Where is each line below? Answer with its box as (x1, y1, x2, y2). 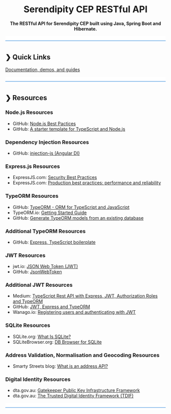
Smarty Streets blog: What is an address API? (12, 363, 108, 369)
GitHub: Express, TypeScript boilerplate (12, 239, 96, 245)
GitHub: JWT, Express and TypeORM (12, 304, 91, 310)
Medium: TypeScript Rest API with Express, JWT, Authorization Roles (12, 293, 158, 299)
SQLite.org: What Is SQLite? (12, 333, 71, 339)
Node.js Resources (5, 109, 53, 116)
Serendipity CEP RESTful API (23, 4, 148, 15)
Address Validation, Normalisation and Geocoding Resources (5, 351, 160, 359)
